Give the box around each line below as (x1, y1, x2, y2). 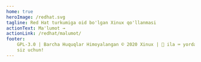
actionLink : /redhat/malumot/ (6, 31, 82, 37)
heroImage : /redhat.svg (6, 14, 66, 20)
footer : (6, 36, 26, 42)
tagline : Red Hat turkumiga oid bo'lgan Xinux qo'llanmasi (6, 19, 157, 25)
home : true (6, 8, 33, 15)
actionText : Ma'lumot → (6, 25, 66, 31)
